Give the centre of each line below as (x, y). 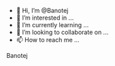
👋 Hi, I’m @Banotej (42, 11)
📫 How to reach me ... (48, 40)
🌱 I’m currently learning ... (52, 25)
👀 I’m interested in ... (45, 18)
